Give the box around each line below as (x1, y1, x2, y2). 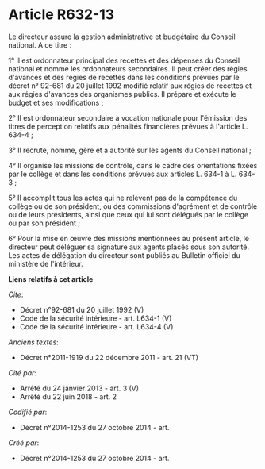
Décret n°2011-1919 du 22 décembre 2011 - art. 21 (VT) (19, 352, 199, 362)
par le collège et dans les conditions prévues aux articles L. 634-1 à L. (8, 169, 237, 179)
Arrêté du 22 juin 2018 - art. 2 (19, 391, 117, 402)
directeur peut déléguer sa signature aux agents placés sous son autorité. (8, 242, 250, 252)
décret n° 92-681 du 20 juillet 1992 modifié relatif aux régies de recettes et (8, 81, 252, 90)
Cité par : (8, 367, 37, 378)
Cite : (8, 290, 24, 299)
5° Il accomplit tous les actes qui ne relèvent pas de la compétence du (8, 193, 238, 202)
